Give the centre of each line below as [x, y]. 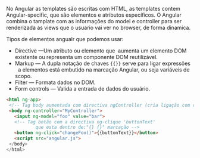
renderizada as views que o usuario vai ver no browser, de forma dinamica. [99, 27]
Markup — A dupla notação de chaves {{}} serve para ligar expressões [102, 63]
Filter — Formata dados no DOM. [55, 82]
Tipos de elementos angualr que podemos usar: [65, 39]
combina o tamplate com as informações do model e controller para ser [94, 21]
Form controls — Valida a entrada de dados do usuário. [82, 89]
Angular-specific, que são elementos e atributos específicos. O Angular [94, 15]
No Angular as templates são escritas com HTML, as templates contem [93, 9]
